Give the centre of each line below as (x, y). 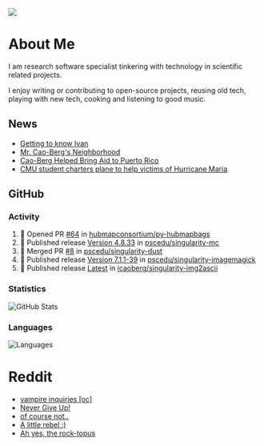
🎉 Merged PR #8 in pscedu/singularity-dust (91, 251)
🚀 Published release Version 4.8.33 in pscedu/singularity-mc (120, 243)
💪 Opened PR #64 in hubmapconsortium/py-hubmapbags (115, 234)
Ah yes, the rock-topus (58, 433)
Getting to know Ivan (54, 143)
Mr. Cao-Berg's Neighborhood (70, 151)
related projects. (35, 74)
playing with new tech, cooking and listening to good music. (107, 98)
